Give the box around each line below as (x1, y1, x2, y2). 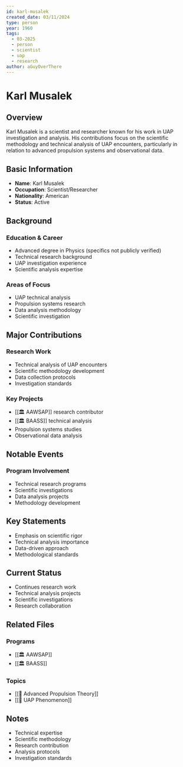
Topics (6, 677, 27, 685)
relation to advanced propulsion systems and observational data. (6, 147, 164, 154)
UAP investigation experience (14, 259, 87, 266)
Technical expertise (14, 729, 63, 736)
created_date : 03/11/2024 (6, 14, 70, 20)
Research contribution (14, 742, 69, 749)
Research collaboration (14, 602, 71, 609)
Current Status (6, 568, 62, 578)
